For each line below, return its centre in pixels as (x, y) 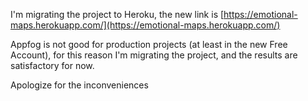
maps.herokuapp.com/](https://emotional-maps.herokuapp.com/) (145, 25)
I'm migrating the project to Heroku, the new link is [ (117, 14)
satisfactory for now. (52, 65)
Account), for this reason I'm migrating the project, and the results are (154, 55)
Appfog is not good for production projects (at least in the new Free (149, 44)
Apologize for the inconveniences (79, 85)
